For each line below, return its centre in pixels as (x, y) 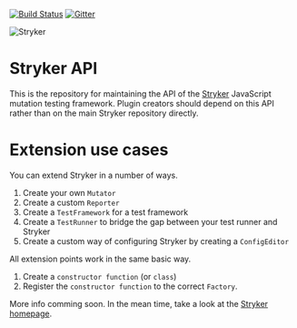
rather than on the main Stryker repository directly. (104, 113)
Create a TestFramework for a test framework (105, 212)
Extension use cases (89, 150)
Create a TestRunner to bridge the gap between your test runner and (150, 221)
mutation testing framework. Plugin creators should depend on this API (142, 103)
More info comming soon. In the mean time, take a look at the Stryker (139, 303)
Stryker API (54, 69)
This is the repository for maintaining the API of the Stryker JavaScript (141, 93)
